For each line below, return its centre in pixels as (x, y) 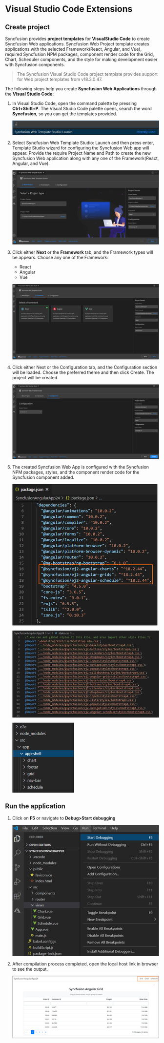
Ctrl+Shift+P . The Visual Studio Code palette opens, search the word (82, 109)
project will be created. (35, 377)
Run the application (35, 806)
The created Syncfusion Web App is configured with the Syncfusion (81, 467)
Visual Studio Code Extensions (69, 9)
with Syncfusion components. (35, 65)
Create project (27, 27)
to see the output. (30, 969)
